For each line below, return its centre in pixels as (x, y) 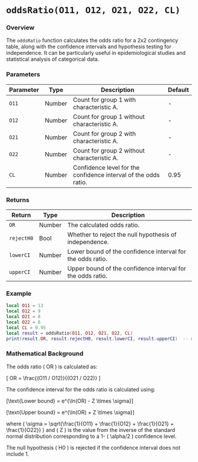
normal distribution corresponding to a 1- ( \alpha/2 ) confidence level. (91, 436)
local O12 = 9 (24, 311)
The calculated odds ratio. (103, 225)
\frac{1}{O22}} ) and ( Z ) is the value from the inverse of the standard (91, 430)
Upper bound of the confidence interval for (127, 269)
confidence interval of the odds (116, 174)
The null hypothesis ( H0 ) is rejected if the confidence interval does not (93, 447)
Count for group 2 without (109, 150)
